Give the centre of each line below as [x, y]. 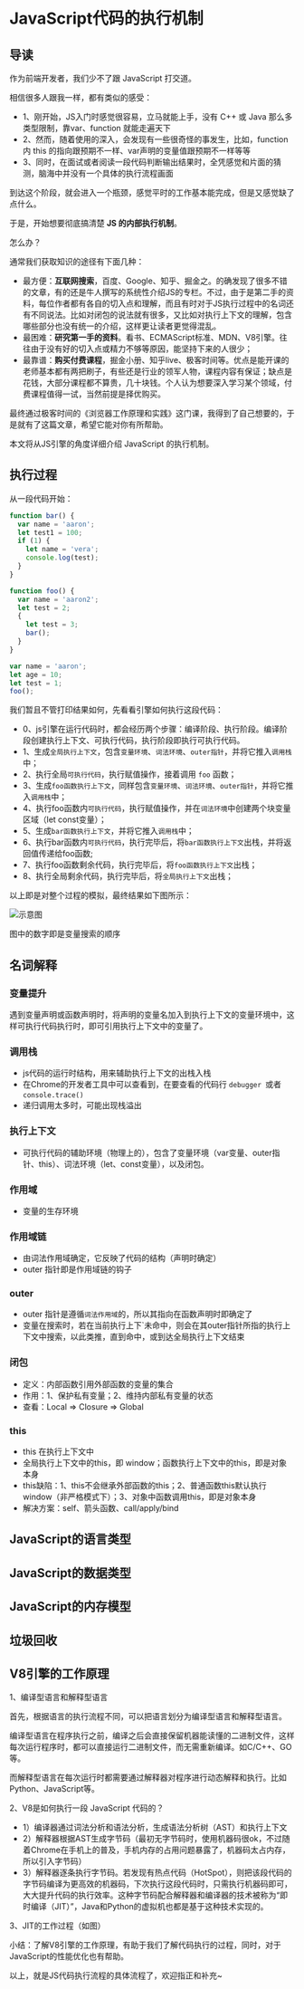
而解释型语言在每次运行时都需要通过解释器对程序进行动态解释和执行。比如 [148, 1778]
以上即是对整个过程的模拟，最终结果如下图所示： [100, 895]
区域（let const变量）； [64, 819]
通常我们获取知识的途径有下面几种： [77, 262]
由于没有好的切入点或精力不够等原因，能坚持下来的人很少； [142, 349]
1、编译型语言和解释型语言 [59, 1697]
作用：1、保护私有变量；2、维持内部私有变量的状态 [118, 1395]
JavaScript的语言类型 [71, 1540]
